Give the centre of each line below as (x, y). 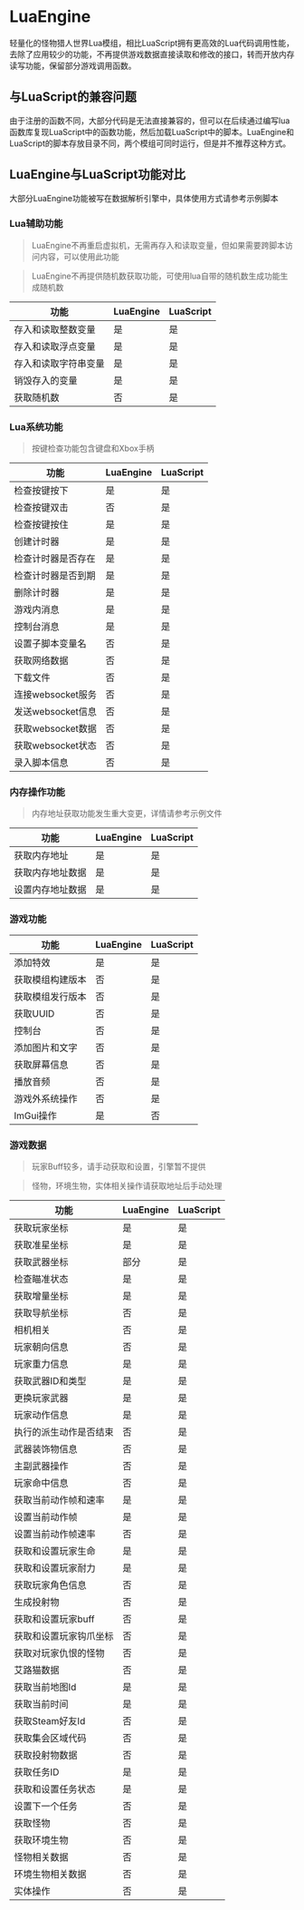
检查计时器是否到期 (55, 576)
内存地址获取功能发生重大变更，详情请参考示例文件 (127, 814)
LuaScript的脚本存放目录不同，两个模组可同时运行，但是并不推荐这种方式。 (150, 143)
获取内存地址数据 (51, 872)
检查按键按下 (42, 491)
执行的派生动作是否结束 (64, 1432)
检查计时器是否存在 (55, 559)
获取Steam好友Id (50, 1721)
